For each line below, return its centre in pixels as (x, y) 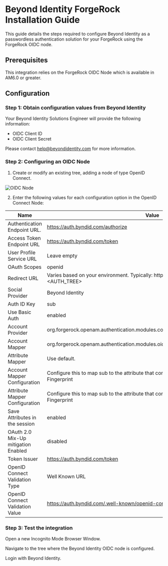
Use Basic (19, 312)
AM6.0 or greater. (23, 78)
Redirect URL (23, 278)
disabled (57, 441)
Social (15, 290)
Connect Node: (28, 203)
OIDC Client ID (27, 133)
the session (21, 423)
